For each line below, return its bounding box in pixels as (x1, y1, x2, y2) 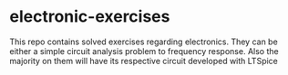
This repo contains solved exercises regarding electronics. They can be (9, 36, 278, 47)
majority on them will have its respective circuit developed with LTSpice (9, 55, 278, 66)
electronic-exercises (9, 6, 170, 27)
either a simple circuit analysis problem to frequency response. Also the (9, 45, 280, 56)
